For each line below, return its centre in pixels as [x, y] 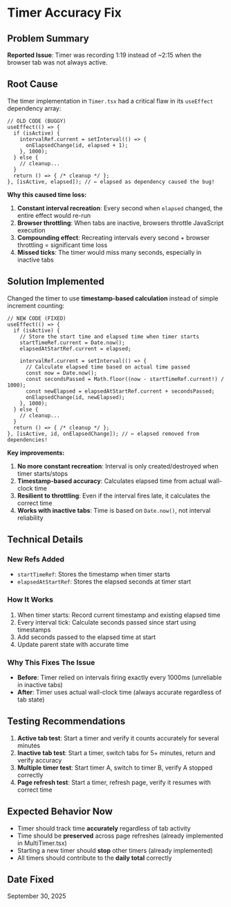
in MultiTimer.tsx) [42, 843]
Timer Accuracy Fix [65, 13]
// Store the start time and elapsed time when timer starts [109, 337]
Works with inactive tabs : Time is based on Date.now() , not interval [114, 510]
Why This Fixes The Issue [51, 662]
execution [31, 230]
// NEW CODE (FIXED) [37, 318]
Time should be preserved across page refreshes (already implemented [120, 836]
